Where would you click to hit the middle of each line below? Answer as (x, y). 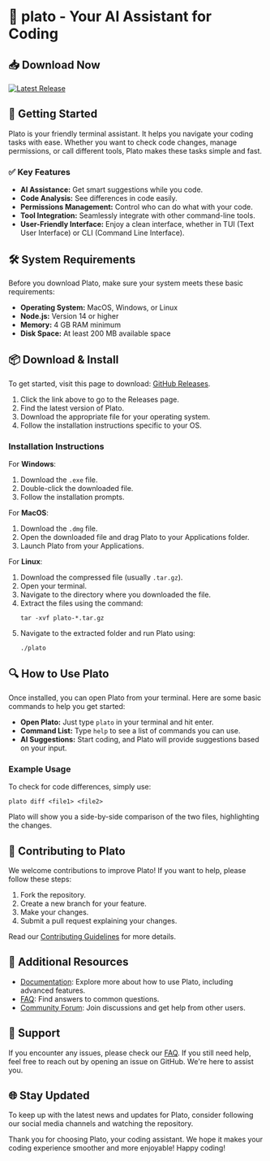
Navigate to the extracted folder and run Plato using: (108, 633)
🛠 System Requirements (72, 259)
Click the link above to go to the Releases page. (100, 399)
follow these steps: (40, 879)
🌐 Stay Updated (49, 1096)
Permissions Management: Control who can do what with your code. (136, 207)
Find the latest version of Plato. (72, 408)
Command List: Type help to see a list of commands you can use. (130, 730)
